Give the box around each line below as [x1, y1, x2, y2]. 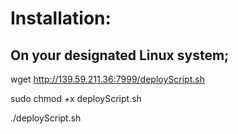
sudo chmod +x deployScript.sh [10, 93, 142, 104]
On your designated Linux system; [10, 47, 230, 64]
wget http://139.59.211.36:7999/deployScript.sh [10, 73, 205, 85]
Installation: [10, 7, 112, 30]
